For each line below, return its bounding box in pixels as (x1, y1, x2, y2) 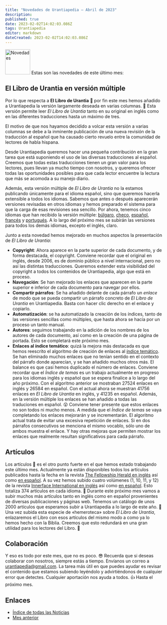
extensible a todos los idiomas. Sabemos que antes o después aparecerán (5, 196, 158, 202)
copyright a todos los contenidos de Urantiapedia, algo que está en (12, 268, 151, 274)
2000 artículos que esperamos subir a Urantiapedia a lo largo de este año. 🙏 (5, 504, 162, 510)
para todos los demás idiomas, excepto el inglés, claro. (5, 222, 118, 228)
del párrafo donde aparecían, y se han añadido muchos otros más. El (12, 359, 155, 365)
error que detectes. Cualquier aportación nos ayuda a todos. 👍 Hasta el (5, 574, 153, 580)
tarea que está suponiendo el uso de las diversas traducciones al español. (5, 154, 158, 160)
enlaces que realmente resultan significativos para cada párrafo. (12, 433, 146, 439)
